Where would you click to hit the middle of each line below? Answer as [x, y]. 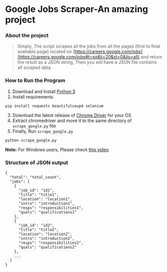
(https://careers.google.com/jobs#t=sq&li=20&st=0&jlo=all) [78, 57]
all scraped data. [35, 67]
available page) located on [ [46, 51]
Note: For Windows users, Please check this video [57, 149]
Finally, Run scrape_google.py [43, 131]
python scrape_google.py [31, 140]
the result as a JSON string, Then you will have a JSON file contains [87, 62]
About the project [27, 35]
